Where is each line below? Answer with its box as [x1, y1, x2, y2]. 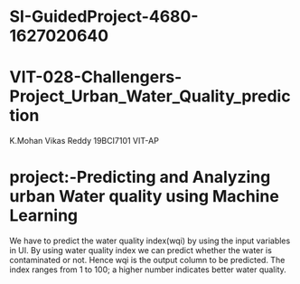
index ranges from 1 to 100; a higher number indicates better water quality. [9, 264, 286, 275]
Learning [9, 205, 79, 226]
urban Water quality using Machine [9, 186, 280, 207]
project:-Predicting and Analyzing [9, 167, 271, 187]
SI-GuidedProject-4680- [9, 6, 199, 27]
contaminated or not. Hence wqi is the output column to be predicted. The [9, 255, 286, 266]
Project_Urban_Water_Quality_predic [9, 86, 291, 107]
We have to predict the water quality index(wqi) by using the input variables [9, 235, 291, 246]
